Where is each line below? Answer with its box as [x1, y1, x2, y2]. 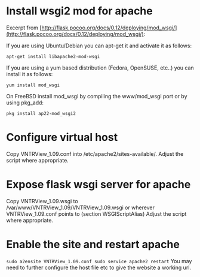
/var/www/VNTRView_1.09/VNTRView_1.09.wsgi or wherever [6, 204, 155, 211]
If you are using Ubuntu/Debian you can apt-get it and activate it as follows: [6, 42, 192, 49]
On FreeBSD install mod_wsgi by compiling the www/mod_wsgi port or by [6, 92, 187, 100]
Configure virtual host [6, 131, 118, 144]
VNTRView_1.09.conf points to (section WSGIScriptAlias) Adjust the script [6, 210, 187, 217]
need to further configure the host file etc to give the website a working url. [6, 264, 192, 271]
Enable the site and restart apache [6, 238, 180, 251]
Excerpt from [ [6, 24, 42, 31]
